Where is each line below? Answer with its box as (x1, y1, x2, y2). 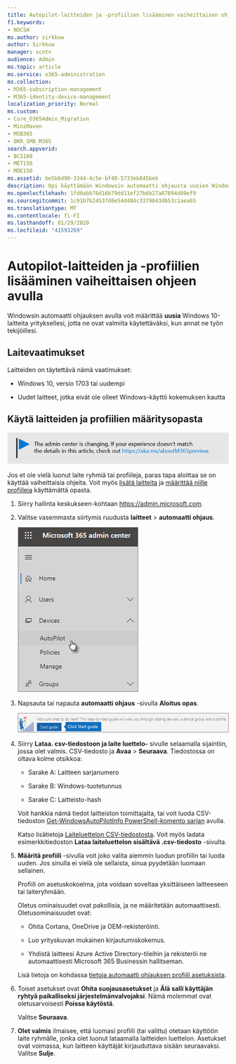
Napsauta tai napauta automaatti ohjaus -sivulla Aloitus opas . (17, 699, 199, 707)
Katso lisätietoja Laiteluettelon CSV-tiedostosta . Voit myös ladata (17, 830, 205, 839)
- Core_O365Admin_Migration (7, 116, 90, 123)
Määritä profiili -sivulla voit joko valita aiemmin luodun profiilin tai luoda (17, 851, 225, 860)
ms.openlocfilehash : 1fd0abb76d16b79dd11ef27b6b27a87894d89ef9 (7, 190, 197, 197)
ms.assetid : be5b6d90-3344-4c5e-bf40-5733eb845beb (7, 175, 159, 183)
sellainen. (17, 866, 46, 874)
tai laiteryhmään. (17, 887, 66, 896)
